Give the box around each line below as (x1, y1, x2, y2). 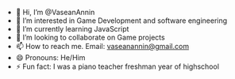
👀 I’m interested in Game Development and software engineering (15, 16, 228, 25)
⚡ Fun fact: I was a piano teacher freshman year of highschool (15, 62, 220, 71)
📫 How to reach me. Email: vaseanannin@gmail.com (15, 42, 189, 51)
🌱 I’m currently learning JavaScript (15, 24, 129, 33)
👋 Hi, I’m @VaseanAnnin (15, 8, 95, 17)
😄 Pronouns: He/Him (15, 53, 86, 62)
